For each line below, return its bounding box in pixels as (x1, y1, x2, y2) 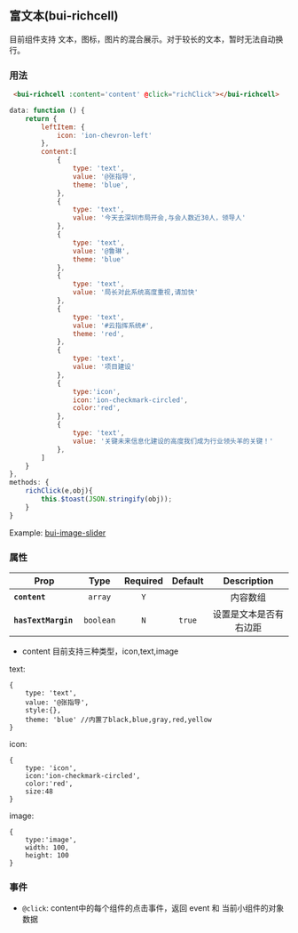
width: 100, (25, 843, 69, 852)
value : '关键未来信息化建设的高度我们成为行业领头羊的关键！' (72, 437, 274, 446)
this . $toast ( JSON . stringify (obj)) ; (41, 495, 173, 504)
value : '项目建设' (72, 363, 136, 372)
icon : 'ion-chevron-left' (56, 131, 153, 140)
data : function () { (9, 106, 86, 115)
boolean (83, 615, 116, 625)
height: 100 (25, 851, 69, 860)
